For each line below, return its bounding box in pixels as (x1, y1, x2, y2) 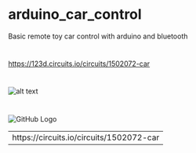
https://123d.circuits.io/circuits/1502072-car (8, 59, 151, 68)
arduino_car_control (8, 5, 143, 24)
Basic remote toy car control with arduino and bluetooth (8, 31, 188, 41)
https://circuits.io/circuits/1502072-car (12, 132, 160, 143)
